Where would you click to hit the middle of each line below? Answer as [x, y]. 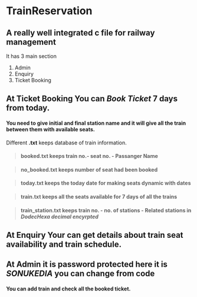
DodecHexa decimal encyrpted [60, 217]
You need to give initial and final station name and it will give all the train [96, 123]
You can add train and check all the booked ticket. [68, 289]
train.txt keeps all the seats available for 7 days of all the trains [99, 196]
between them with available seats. [51, 129]
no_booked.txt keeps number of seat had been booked [89, 169]
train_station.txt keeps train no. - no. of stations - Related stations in [106, 210]
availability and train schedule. [64, 244]
